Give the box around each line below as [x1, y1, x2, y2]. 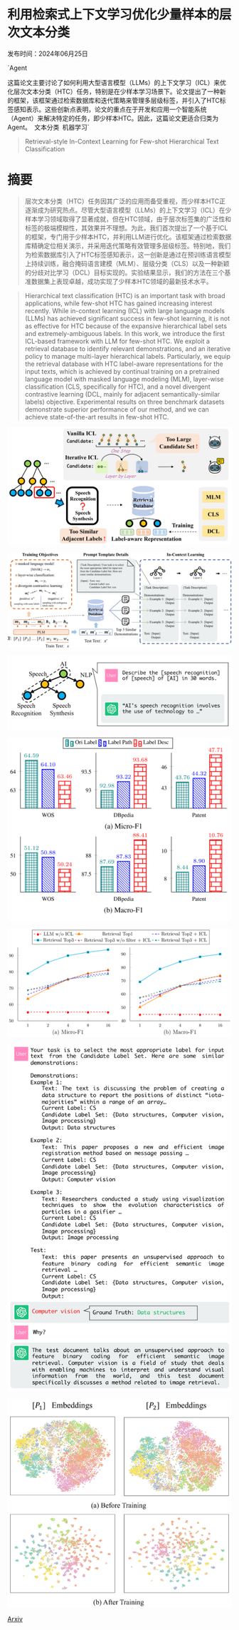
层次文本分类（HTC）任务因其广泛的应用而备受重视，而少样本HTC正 [24, 197, 226, 205]
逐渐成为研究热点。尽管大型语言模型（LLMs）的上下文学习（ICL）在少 [24, 205, 232, 214]
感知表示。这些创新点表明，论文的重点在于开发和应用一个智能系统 [13, 105, 207, 113]
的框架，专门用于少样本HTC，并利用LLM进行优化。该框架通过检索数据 [24, 233, 232, 241]
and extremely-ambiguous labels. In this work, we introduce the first [24, 329, 225, 337]
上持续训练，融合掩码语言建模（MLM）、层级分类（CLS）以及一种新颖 [24, 259, 230, 268]
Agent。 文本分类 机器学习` [7, 123, 90, 131]
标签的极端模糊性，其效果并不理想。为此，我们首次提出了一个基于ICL [24, 223, 228, 232]
